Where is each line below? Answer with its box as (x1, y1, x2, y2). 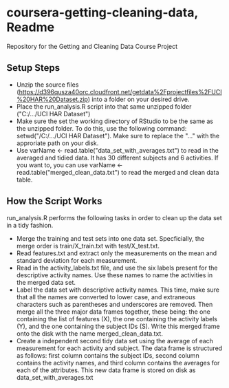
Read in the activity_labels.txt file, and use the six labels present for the (16, 263, 218, 272)
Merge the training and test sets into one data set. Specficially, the (16, 234, 205, 242)
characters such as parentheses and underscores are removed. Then (16, 300, 213, 308)
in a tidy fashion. (6, 221, 54, 229)
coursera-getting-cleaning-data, (6, 5, 199, 21)
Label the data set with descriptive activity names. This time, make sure (16, 285, 219, 294)
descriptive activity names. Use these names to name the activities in (16, 270, 213, 279)
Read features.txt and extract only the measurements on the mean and (16, 249, 217, 257)
